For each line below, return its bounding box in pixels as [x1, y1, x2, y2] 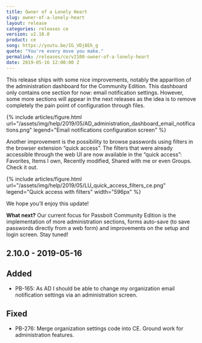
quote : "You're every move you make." [6, 48, 104, 54]
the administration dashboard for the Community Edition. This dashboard [6, 82, 188, 89]
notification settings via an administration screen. [14, 291, 137, 298]
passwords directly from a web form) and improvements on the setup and [6, 224, 189, 231]
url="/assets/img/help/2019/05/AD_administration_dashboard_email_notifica [6, 120, 195, 127]
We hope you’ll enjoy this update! [6, 200, 89, 207]
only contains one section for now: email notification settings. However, [6, 89, 184, 96]
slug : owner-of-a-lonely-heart [6, 14, 85, 21]
